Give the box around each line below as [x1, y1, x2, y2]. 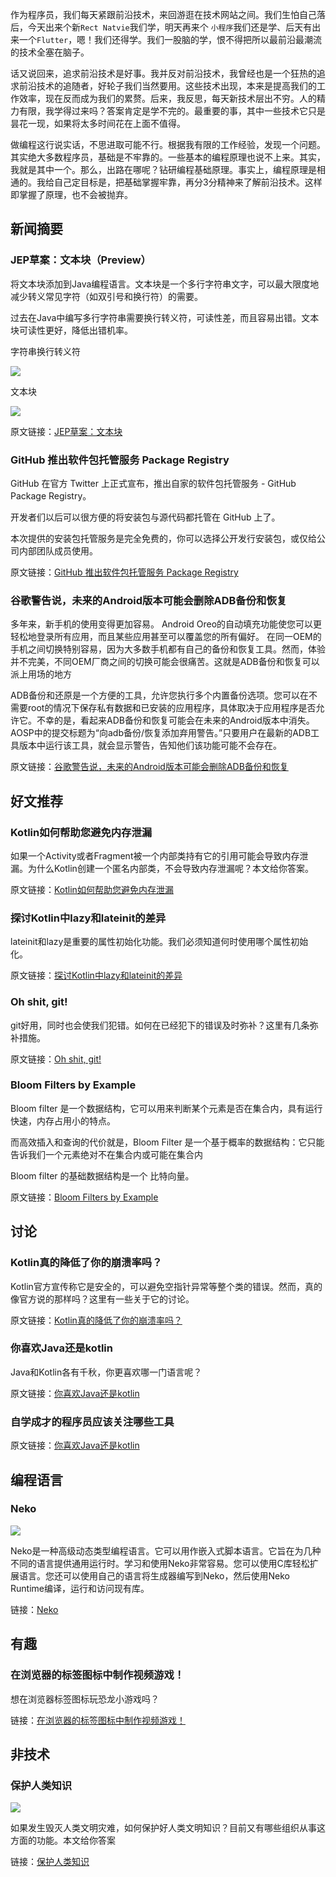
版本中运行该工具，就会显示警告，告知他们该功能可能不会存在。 [18, 739, 282, 752]
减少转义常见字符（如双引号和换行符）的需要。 [10, 290, 203, 302]
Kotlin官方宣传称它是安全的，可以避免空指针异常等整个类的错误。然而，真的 [10, 1280, 323, 1292]
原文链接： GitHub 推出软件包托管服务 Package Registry [10, 566, 239, 578]
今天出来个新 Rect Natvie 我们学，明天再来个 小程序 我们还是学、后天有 [27, 21, 313, 33]
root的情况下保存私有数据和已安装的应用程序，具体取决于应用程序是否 [27, 702, 317, 714]
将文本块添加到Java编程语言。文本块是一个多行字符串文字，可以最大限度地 [10, 278, 320, 290]
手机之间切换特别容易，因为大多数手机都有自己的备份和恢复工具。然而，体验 [10, 643, 326, 655]
